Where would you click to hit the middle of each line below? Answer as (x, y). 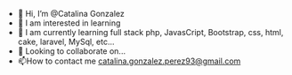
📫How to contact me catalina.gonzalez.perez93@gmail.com (129, 61)
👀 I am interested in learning (69, 23)
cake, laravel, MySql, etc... (66, 41)
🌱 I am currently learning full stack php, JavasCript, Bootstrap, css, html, (150, 32)
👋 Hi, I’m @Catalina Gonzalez (71, 14)
